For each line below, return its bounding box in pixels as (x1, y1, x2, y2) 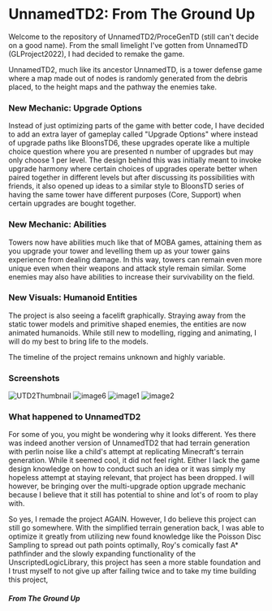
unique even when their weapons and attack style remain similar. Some (8, 263, 247, 273)
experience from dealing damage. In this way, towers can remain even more (8, 254, 262, 264)
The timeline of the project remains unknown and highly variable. (8, 352, 226, 362)
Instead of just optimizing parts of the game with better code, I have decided (8, 121, 265, 131)
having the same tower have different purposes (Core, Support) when (8, 190, 242, 200)
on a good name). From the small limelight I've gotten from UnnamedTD (8, 40, 248, 50)
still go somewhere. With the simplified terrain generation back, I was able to (8, 523, 265, 533)
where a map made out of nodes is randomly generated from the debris (8, 73, 248, 83)
